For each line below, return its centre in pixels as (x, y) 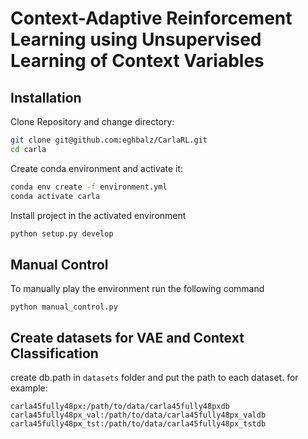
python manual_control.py (64, 307)
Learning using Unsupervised (136, 39)
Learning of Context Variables (137, 61)
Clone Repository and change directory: (92, 121)
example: (29, 388)
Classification (54, 353)
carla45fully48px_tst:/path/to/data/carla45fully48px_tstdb (138, 424)
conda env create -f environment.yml (89, 187)
